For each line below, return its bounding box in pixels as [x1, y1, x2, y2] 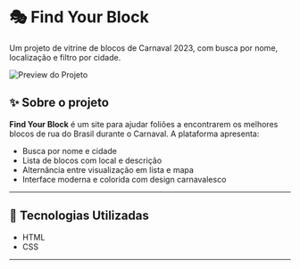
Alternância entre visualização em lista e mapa [21, 164, 195, 175]
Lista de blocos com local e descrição [21, 155, 162, 166]
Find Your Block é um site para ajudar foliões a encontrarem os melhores [9, 118, 279, 129]
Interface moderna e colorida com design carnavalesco [21, 174, 227, 184]
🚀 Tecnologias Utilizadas [9, 208, 149, 224]
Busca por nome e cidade [21, 145, 118, 156]
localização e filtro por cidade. [9, 52, 121, 62]
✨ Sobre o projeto [9, 95, 110, 110]
